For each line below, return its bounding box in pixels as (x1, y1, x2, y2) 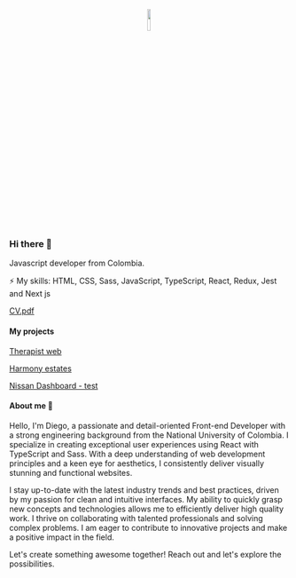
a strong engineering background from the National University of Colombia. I (9, 430, 289, 440)
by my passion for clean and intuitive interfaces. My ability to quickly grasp (9, 494, 284, 504)
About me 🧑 (9, 400, 53, 411)
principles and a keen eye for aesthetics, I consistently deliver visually (9, 457, 264, 469)
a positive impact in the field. (9, 532, 115, 542)
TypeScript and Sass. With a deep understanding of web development (9, 448, 266, 459)
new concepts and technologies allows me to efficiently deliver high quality (9, 503, 284, 514)
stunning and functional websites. (9, 467, 133, 478)
